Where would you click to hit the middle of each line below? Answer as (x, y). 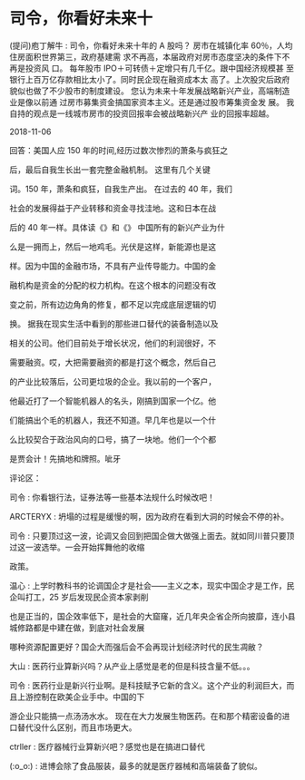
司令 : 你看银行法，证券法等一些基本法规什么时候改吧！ (112, 497)
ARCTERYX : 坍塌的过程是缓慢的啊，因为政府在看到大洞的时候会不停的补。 (149, 516)
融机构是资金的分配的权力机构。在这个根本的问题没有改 (113, 285)
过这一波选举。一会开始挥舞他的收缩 (77, 547)
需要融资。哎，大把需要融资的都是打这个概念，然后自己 (113, 362)
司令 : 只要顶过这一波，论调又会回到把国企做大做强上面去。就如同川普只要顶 (152, 535)
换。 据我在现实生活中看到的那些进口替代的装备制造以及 (114, 324)
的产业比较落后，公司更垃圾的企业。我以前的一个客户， (113, 381)
